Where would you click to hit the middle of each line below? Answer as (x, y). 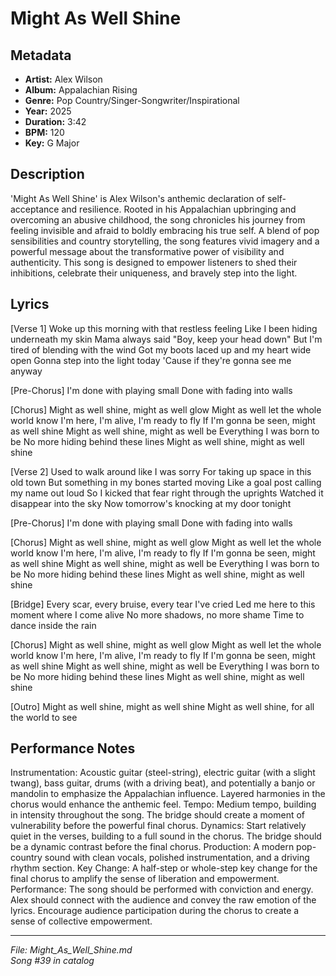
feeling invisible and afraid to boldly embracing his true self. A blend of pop (165, 230)
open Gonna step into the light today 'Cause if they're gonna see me (151, 360)
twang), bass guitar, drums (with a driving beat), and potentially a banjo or (163, 783)
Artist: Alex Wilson (63, 79)
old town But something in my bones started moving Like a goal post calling (166, 482)
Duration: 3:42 (55, 121)
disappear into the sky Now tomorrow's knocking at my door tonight (151, 503)
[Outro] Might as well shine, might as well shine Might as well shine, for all (162, 706)
